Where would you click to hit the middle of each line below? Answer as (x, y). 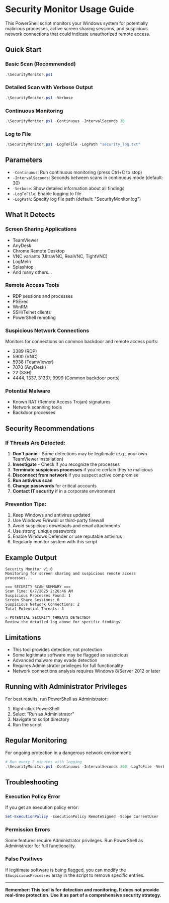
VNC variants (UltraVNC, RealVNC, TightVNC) (60, 256)
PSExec (20, 301)
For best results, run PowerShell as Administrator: (57, 699)
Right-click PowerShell (36, 708)
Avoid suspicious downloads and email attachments (66, 526)
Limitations (23, 637)
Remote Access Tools (32, 285)
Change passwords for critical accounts (55, 486)
